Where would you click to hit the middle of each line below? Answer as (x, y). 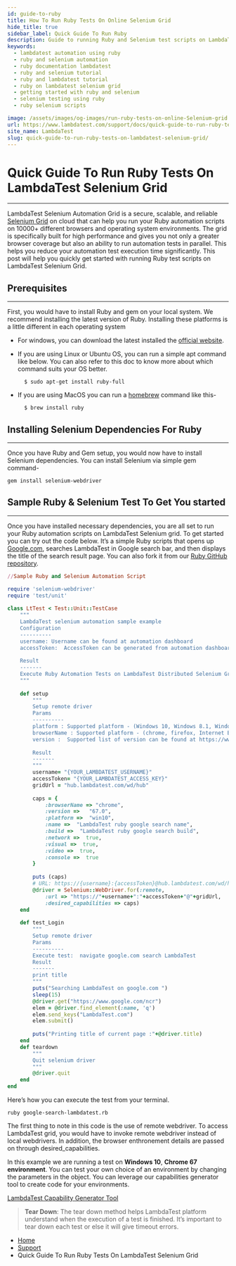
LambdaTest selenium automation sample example (91, 622)
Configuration (40, 628)
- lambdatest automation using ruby (67, 54)
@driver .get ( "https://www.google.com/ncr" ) (97, 1001)
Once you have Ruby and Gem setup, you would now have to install (105, 453)
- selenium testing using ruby (59, 99)
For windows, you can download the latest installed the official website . (121, 340)
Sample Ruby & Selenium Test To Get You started (117, 502)
